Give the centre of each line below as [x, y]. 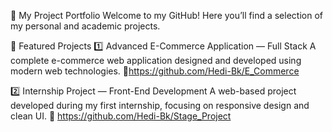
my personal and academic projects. [85, 26]
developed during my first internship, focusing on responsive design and [160, 105]
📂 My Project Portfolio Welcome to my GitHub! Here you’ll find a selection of [166, 15]
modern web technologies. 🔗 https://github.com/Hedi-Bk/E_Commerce [155, 71]
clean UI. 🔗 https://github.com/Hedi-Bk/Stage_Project [121, 116]
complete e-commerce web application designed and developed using [156, 60]
